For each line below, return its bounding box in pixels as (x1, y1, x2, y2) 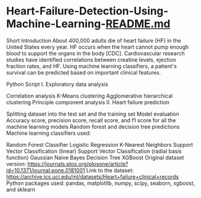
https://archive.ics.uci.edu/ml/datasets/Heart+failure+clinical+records (6, 173, 179, 180)
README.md (105, 17, 171, 31)
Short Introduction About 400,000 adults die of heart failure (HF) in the (6, 37, 181, 44)
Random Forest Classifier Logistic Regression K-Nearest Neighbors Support (6, 141, 193, 148)
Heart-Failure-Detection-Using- (6, 4, 169, 18)
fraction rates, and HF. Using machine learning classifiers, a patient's (6, 62, 177, 70)
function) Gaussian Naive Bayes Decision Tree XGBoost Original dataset (6, 153, 184, 161)
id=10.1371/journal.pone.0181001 (6, 167, 85, 174)
